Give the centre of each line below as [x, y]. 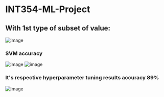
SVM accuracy [24, 53]
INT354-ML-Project [48, 9]
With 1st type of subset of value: [58, 28]
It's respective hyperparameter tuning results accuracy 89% [82, 78]
